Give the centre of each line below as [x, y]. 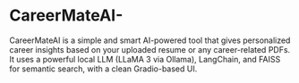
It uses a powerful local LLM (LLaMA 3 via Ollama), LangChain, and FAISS [145, 59]
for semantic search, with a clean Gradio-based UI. [103, 69]
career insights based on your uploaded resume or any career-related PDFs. [150, 49]
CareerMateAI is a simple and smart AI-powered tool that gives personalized [150, 40]
